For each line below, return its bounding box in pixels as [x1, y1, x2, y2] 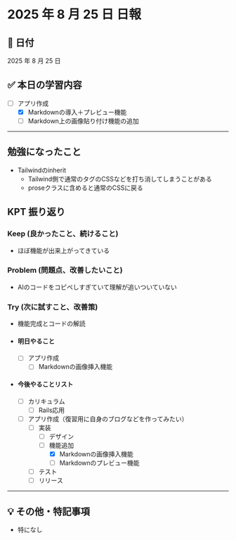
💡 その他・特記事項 [7, 506, 90, 517]
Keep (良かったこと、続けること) [7, 229, 119, 239]
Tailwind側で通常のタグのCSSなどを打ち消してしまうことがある [27, 174, 212, 183]
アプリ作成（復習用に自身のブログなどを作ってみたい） [27, 414, 188, 423]
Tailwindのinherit [17, 166, 67, 174]
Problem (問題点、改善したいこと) [7, 265, 123, 275]
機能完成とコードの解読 [17, 319, 86, 328]
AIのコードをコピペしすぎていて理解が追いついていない [17, 283, 178, 291]
